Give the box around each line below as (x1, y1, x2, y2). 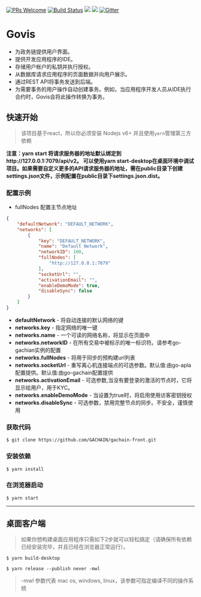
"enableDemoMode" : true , (38, 282, 100, 288)
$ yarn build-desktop (6, 555, 60, 561)
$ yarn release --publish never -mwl (6, 565, 100, 572)
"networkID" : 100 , (38, 249, 84, 255)
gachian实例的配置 (14, 346, 62, 354)
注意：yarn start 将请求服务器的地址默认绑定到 (6, 150, 121, 157)
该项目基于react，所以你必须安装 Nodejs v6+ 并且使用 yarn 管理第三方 (20, 129, 191, 136)
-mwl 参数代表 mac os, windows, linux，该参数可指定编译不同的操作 (20, 577, 188, 584)
